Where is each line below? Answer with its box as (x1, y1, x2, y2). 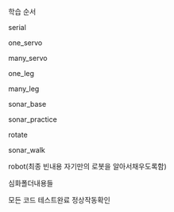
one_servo (8, 38, 43, 47)
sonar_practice (8, 115, 57, 124)
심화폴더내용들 (8, 179, 54, 187)
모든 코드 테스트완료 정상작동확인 (8, 195, 111, 204)
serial (8, 23, 26, 32)
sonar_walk (8, 146, 45, 154)
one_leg (8, 69, 34, 78)
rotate (8, 130, 28, 139)
